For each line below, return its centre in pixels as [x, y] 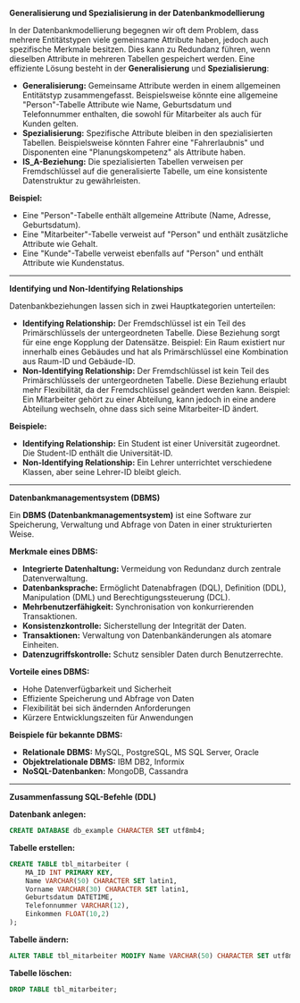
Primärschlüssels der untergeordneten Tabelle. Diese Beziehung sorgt [151, 333]
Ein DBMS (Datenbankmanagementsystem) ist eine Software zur [130, 515]
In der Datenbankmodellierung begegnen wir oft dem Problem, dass [134, 30]
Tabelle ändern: [39, 939]
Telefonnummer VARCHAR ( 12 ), [77, 906]
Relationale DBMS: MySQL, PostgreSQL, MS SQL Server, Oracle [140, 752]
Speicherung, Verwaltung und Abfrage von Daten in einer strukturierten [141, 524]
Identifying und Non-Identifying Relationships [96, 289]
